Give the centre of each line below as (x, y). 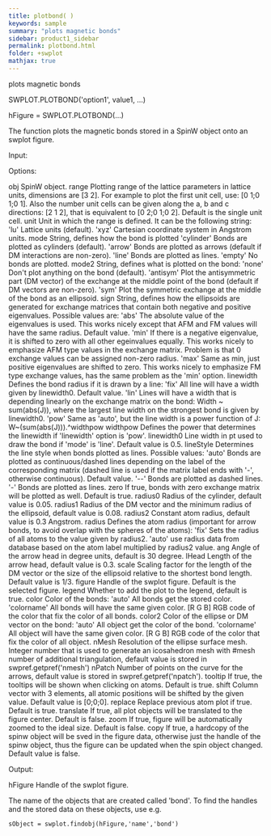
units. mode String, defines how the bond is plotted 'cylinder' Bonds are (128, 238)
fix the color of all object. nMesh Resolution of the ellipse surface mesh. (128, 642)
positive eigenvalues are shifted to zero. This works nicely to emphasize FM (135, 367)
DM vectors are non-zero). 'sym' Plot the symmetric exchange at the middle (135, 289)
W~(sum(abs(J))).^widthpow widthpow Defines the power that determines (132, 427)
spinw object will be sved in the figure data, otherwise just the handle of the (135, 736)
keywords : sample (38, 23)
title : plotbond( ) (41, 16)
